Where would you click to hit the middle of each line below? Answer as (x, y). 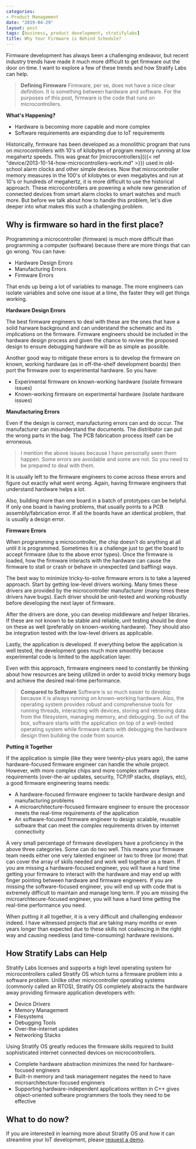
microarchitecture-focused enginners (60, 1082)
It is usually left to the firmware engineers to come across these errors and (96, 476)
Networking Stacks (37, 1035)
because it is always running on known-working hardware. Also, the (102, 698)
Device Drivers (32, 1004)
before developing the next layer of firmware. (61, 603)
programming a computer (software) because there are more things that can (98, 245)
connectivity (30, 831)
